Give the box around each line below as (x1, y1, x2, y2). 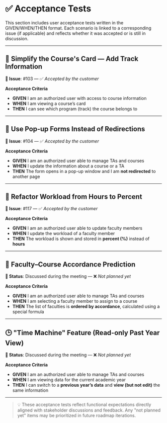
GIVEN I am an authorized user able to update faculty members (12, 225, 143, 231)
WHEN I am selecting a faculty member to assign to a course (12, 298, 138, 304)
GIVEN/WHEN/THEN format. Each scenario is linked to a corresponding (5, 25, 152, 31)
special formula (12, 309, 44, 315)
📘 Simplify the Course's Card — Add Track (5, 55, 139, 63)
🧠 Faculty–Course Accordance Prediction (5, 260, 136, 268)
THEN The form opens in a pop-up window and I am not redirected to (12, 168, 156, 174)
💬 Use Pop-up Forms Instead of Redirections (5, 125, 145, 133)
